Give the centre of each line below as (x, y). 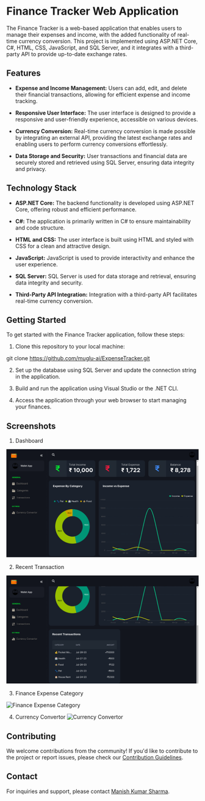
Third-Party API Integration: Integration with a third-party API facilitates (106, 294)
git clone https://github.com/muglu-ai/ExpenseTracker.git (78, 358)
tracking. (26, 101)
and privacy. (31, 169)
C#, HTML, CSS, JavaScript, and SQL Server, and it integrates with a (92, 48)
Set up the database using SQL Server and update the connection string (106, 370)
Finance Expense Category (49, 694)
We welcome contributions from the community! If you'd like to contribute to (102, 751)
